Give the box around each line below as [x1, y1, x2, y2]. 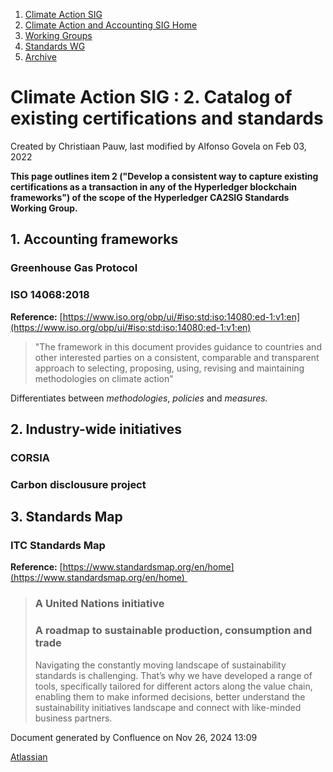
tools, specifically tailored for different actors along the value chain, [34, 680, 313, 692]
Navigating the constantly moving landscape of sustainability [34, 659, 287, 671]
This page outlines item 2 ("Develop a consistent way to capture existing [10, 170, 319, 182]
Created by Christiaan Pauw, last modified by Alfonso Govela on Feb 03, [10, 140, 307, 152]
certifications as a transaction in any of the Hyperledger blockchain [10, 180, 298, 193]
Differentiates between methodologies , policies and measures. [10, 392, 268, 404]
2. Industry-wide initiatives [10, 420, 182, 438]
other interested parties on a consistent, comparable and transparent [34, 351, 320, 363]
